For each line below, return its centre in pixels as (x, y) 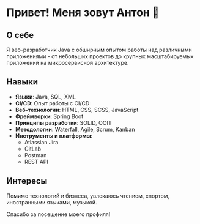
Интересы (27, 181)
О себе (20, 35)
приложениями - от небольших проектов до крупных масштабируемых (100, 56)
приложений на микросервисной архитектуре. (68, 63)
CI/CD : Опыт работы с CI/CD (52, 103)
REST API (36, 162)
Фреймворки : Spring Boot (49, 116)
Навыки (22, 82)
